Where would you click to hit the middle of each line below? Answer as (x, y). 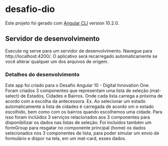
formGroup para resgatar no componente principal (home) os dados (75, 128)
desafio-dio (30, 9)
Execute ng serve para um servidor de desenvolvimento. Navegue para (79, 50)
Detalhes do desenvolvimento (42, 74)
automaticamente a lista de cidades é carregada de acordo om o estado (79, 106)
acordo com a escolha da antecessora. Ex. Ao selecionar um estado (75, 101)
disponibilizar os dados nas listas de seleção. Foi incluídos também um (78, 122)
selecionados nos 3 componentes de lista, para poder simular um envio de (82, 133)
